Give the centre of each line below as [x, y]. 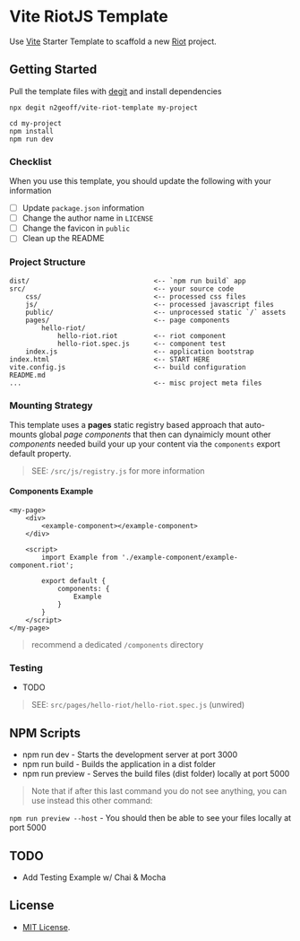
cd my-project [36, 123]
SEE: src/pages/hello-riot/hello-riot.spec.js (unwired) [138, 705]
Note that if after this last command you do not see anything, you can [159, 791]
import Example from [80, 558]
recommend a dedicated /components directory [117, 645]
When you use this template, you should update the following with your [140, 181]
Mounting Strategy [51, 405]
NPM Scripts [45, 733]
